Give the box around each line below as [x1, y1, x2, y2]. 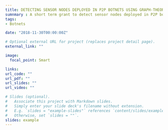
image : [5, 53, 19, 58]
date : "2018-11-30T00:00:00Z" [5, 30, 68, 35]
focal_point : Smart [9, 57, 50, 62]
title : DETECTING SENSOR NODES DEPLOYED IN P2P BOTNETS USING [5, 7, 137, 12]
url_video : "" [5, 85, 35, 90]
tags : [5, 16, 16, 21]
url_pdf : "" [5, 76, 30, 81]
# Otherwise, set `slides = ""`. [5, 113, 79, 118]
